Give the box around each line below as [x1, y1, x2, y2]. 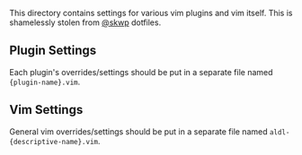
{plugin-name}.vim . [9, 76, 81, 87]
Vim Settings [9, 102, 84, 117]
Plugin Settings [9, 43, 97, 58]
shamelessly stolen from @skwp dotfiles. [9, 17, 162, 28]
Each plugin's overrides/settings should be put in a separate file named [9, 66, 273, 77]
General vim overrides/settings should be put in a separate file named [9, 125, 268, 137]
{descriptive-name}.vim [9, 137, 99, 146]
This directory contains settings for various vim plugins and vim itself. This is [9, 8, 293, 18]
